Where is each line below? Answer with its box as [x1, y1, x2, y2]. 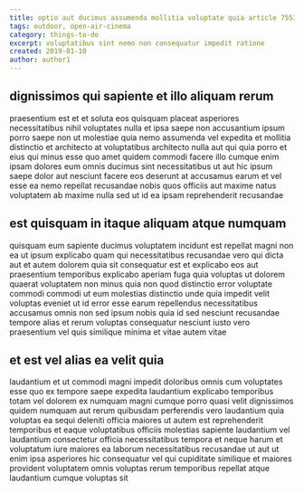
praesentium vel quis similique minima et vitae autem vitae [9, 326, 227, 337]
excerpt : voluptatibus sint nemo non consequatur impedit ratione [9, 38, 265, 48]
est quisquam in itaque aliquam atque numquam [9, 216, 287, 232]
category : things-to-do [9, 30, 100, 39]
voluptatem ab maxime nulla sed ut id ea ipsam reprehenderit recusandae [9, 189, 284, 200]
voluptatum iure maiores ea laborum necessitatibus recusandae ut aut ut [9, 444, 280, 455]
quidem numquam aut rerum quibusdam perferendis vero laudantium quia [9, 405, 285, 416]
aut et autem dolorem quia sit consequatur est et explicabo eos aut [9, 259, 259, 270]
